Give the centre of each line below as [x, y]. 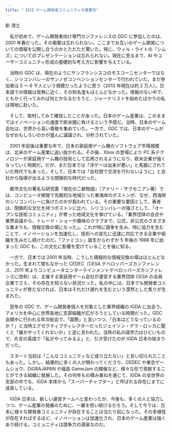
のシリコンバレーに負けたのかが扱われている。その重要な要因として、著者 [83, 201]
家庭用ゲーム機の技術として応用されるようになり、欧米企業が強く [96, 158]
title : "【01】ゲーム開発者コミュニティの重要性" [52, 10]
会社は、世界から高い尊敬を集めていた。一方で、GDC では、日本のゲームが [84, 128]
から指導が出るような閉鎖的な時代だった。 [54, 178]
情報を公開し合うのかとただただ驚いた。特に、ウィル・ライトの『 [88, 49]
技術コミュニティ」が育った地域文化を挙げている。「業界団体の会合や [91, 214]
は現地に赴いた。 [23, 105]
